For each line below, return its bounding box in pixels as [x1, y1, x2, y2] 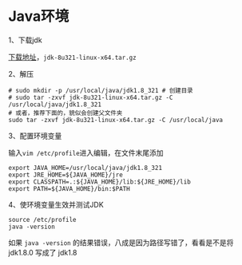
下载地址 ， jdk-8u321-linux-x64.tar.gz [8, 52, 137, 61]
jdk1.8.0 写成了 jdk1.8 [8, 247, 77, 257]
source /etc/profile [8, 216, 77, 223]
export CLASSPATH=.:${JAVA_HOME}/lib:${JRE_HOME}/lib [8, 177, 192, 186]
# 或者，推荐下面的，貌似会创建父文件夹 [8, 109, 123, 117]
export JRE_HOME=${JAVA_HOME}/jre [8, 171, 124, 179]
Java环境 [8, 7, 69, 26]
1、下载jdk [8, 35, 42, 45]
